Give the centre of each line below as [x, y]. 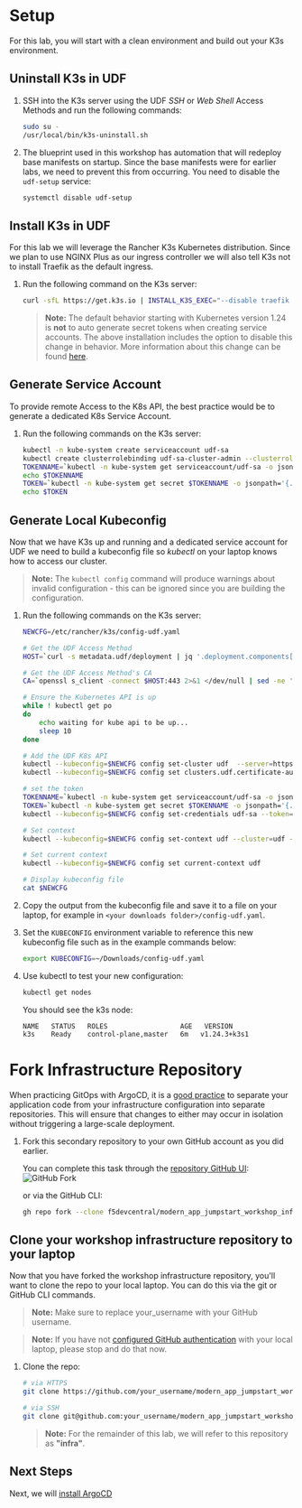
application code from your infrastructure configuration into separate [137, 1104]
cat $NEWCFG [45, 889]
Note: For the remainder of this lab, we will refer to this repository [166, 1433]
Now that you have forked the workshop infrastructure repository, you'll [142, 1276]
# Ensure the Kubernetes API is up [89, 698]
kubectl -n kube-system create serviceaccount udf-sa [125, 450]
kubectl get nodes [57, 992]
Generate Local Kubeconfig [88, 520]
